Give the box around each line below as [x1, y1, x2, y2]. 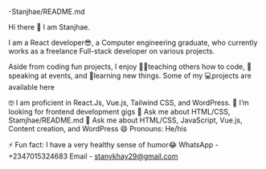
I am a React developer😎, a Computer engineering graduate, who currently [8, 38, 258, 47]
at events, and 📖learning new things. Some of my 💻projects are [39, 71, 252, 80]
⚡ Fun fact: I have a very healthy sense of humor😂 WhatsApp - [8, 140, 219, 149]
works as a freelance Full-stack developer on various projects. [8, 46, 215, 55]
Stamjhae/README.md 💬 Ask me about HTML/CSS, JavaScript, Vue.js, [8, 115, 243, 125]
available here [8, 82, 55, 91]
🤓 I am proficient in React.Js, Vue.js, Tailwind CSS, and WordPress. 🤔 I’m [8, 98, 249, 107]
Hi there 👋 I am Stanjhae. [8, 22, 91, 31]
